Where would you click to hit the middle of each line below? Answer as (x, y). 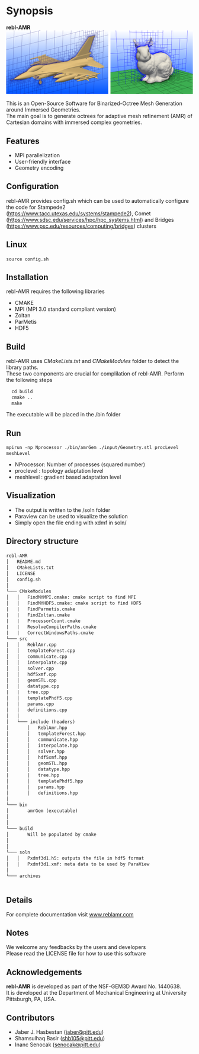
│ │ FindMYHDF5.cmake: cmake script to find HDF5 (74, 603)
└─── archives (24, 876)
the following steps (29, 380)
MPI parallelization (37, 155)
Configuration (33, 187)
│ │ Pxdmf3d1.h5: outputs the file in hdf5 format (75, 858)
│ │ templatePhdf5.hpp (45, 781)
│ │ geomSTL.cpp (32, 680)
